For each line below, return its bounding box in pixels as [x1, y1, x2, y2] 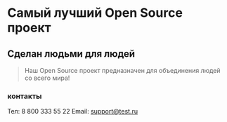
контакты [7, 91, 42, 101]
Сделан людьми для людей [7, 48, 136, 60]
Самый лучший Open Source [7, 5, 183, 21]
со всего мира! [24, 74, 70, 82]
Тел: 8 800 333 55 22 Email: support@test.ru [7, 107, 138, 116]
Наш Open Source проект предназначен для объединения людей [24, 67, 221, 74]
